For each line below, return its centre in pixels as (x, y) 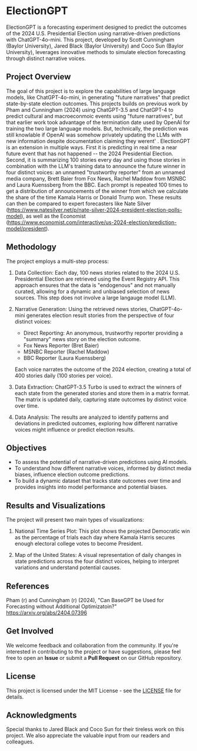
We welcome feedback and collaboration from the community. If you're (92, 645)
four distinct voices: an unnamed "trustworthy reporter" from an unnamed (96, 172)
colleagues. (20, 742)
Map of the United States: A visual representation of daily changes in (98, 555)
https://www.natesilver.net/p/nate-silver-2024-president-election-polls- (95, 209)
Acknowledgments (42, 715)
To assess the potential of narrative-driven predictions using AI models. (101, 462)
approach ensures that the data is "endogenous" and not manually (95, 285)
